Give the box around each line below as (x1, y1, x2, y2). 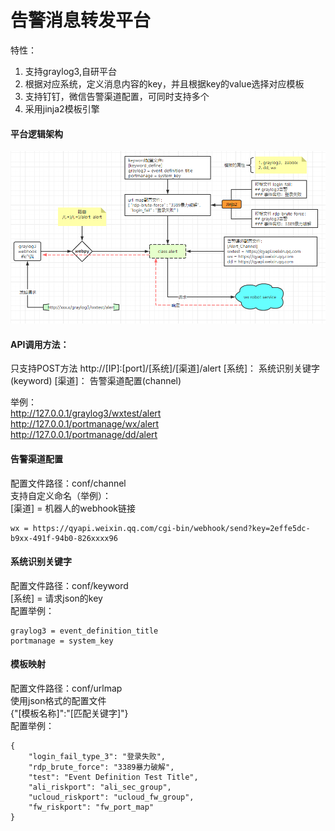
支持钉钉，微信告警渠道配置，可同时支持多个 (24, 90, 210, 102)
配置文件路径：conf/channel (10, 477, 127, 489)
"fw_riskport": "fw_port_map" (28, 802, 155, 812)
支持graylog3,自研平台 (24, 65, 117, 77)
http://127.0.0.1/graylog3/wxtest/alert (10, 407, 162, 420)
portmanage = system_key (10, 636, 114, 646)
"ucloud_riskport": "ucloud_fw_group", (28, 792, 195, 802)
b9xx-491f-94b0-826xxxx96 (10, 533, 118, 543)
